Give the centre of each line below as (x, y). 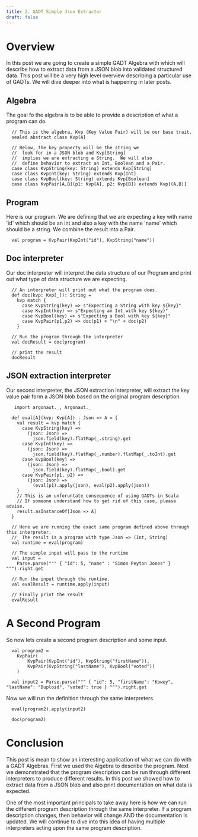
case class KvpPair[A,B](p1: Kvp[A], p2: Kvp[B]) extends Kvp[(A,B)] (99, 184)
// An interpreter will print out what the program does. (85, 290)
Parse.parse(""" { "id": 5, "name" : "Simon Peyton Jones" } (94, 563)
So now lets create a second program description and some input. (87, 640)
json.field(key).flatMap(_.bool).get (79, 470)
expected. (18, 791)
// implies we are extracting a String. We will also (82, 158)
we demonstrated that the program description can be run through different (98, 772)
